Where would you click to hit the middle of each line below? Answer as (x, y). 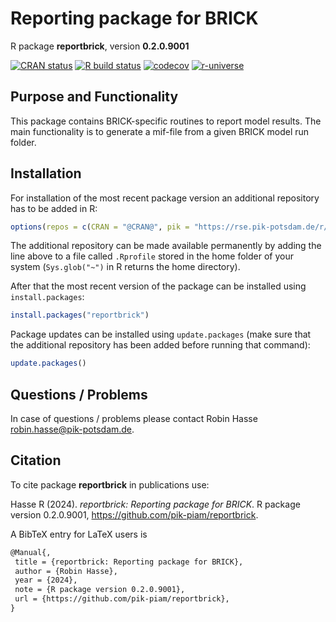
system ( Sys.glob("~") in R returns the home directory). (125, 267)
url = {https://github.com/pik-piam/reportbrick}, (122, 599)
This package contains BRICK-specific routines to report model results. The (166, 121)
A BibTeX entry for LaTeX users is (79, 534)
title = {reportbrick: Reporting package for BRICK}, (129, 562)
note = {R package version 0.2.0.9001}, (100, 590)
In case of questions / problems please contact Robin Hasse (134, 418)
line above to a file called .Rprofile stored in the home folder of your (152, 256)
